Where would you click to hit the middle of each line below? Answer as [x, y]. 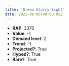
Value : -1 [21, 33]
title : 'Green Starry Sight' [35, 10]
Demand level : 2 [29, 38]
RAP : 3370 [23, 28]
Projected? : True [30, 49]
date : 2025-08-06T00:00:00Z [34, 14]
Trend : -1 [21, 44]
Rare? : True [24, 59]
